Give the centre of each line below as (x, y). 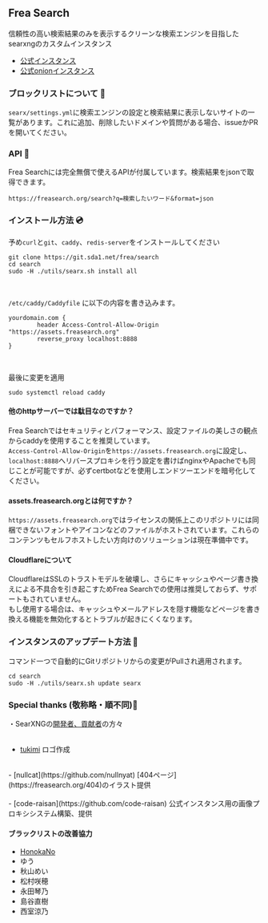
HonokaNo (38, 852)
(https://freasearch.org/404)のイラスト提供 (80, 784)
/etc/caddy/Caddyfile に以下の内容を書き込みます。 (94, 302)
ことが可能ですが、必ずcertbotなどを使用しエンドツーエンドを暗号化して (136, 470)
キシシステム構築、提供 (54, 813)
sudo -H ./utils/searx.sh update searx (75, 683)
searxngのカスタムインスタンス (60, 43)
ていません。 (64, 599)
